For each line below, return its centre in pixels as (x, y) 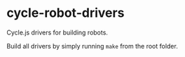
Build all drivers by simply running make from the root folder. (92, 46)
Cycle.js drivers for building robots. (57, 32)
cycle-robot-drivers (66, 13)
